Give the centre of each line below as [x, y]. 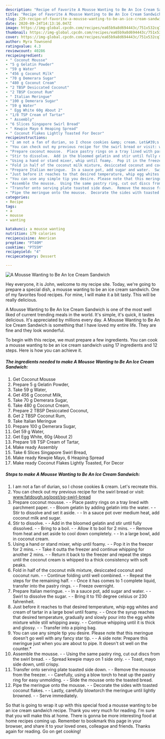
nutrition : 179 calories [31, 233]
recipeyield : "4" [23, 252]
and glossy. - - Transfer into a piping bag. [55, 627]
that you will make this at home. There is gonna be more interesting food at [81, 715]
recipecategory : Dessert [31, 256]
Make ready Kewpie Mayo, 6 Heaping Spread [58, 458]
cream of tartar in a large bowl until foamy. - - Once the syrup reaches [83, 612]
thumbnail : [17, 32]
